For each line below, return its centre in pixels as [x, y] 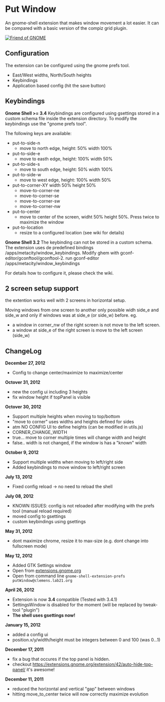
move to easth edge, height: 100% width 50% [66, 159]
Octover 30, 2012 [23, 407]
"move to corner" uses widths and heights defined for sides [73, 422]
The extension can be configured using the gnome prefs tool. [67, 65]
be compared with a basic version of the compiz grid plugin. [66, 28]
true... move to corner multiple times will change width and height [79, 437]
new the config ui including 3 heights [50, 392]
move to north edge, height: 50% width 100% [66, 148]
